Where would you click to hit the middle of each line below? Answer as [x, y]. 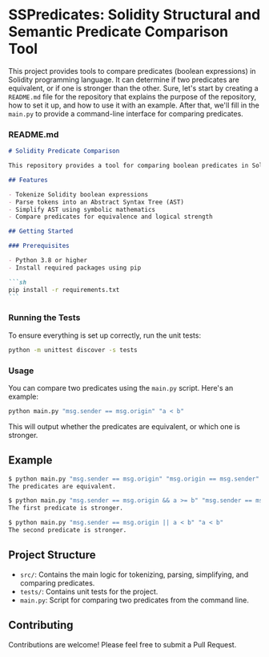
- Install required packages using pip [75, 268]
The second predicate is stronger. [68, 530]
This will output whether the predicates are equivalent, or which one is [124, 426]
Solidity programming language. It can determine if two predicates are [124, 79]
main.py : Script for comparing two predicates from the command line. [134, 600]
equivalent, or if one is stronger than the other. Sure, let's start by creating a [133, 88]
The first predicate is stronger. [66, 508]
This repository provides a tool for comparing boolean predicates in [128, 166]
